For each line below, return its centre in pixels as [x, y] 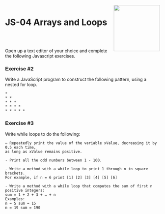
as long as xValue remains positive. [44, 152]
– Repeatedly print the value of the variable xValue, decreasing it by [81, 143]
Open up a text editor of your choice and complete [56, 51]
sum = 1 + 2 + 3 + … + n [30, 195]
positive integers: [25, 190]
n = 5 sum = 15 [21, 203]
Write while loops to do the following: [42, 134]
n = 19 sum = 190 [23, 208]
